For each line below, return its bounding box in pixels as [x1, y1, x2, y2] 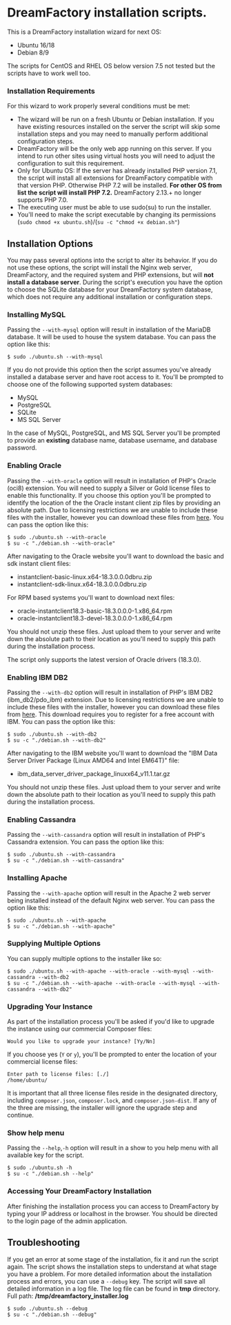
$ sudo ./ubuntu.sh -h [7, 1164, 72, 1171]
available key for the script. [7, 1151, 84, 1160]
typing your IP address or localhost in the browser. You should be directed [7, 1209, 218, 1217]
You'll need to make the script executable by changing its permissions [17, 210, 217, 219]
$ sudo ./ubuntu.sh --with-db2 [7, 731, 97, 738]
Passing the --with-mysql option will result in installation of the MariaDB [7, 325, 211, 334]
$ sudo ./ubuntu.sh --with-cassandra [7, 851, 116, 858]
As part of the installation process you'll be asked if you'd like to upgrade [7, 1018, 215, 1026]
